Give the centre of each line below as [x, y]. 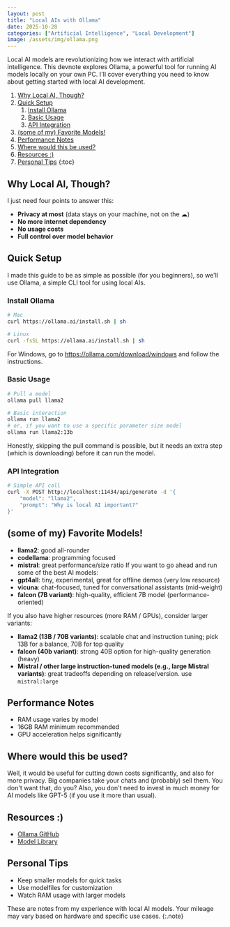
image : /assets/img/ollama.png [53, 40]
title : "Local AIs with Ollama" [54, 20]
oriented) [30, 602]
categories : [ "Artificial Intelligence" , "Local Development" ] [101, 33]
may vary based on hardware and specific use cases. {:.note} [95, 916]
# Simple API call [34, 485]
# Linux [18, 334]
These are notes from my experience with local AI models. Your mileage [110, 908]
